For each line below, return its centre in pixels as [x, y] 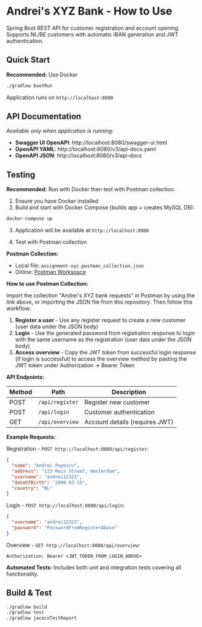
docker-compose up [29, 219]
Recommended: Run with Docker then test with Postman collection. [91, 189]
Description [129, 392]
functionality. [23, 574]
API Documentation [44, 117]
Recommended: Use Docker [42, 75]
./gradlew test [25, 612]
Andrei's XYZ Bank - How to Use [89, 11]
